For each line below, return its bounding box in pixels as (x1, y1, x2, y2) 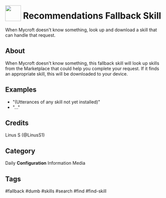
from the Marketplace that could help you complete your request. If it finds (5, 65, 159, 72)
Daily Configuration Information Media (5, 160, 86, 166)
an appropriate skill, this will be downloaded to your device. (5, 71, 128, 77)
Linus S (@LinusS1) (5, 132, 45, 138)
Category (5, 147, 36, 155)
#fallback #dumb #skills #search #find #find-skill (5, 188, 107, 194)
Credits (5, 118, 29, 127)
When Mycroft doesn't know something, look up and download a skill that (5, 27, 157, 33)
